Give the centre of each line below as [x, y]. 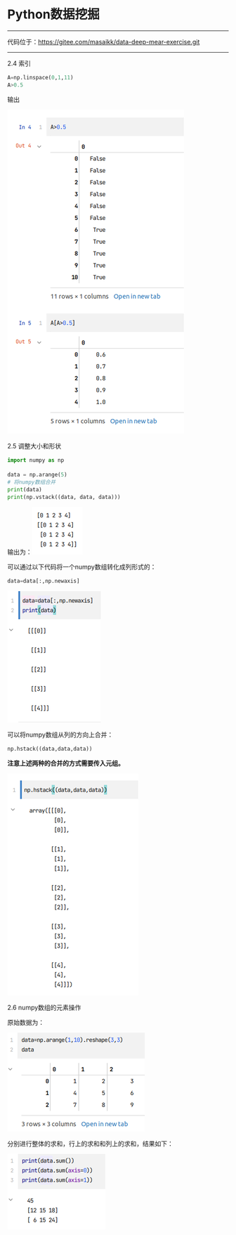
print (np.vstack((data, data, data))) [64, 497]
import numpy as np [36, 460]
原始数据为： [26, 1022]
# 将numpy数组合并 [32, 482]
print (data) [25, 490]
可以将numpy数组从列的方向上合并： [60, 735]
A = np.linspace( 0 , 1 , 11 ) [40, 77]
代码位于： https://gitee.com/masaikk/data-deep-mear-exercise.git [104, 41]
